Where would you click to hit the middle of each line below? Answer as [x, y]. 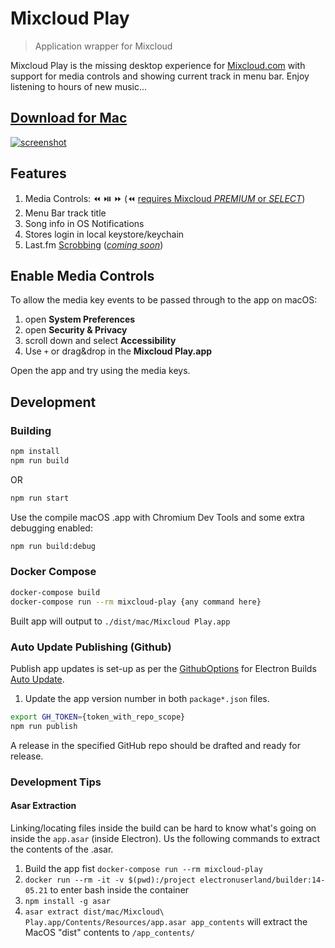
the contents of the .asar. [62, 849]
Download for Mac [69, 118]
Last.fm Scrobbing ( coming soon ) [94, 244]
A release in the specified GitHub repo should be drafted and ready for [156, 745]
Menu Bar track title [65, 213]
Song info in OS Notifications [84, 223]
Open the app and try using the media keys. [100, 371]
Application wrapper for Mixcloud [103, 46]
